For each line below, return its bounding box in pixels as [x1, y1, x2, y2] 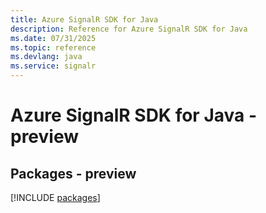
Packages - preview [10, 165, 137, 182]
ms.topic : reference [10, 42, 97, 53]
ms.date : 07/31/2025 [10, 33, 97, 43]
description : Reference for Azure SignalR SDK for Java [10, 24, 248, 34]
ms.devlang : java [10, 52, 83, 62]
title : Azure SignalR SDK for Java [10, 14, 159, 25]
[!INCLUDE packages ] [10, 192, 101, 203]
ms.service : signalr [10, 61, 97, 71]
